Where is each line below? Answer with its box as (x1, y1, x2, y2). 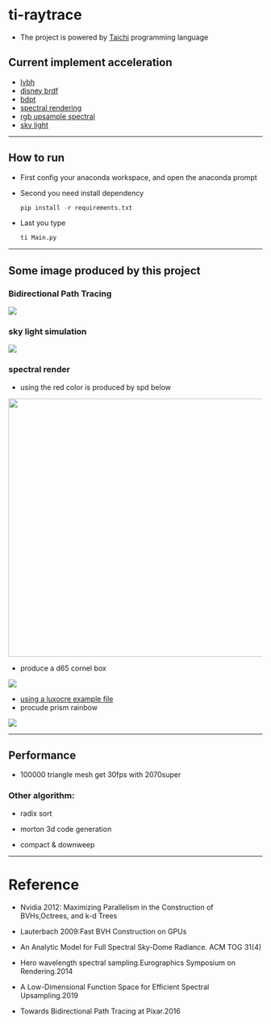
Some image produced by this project (8, 264, 201, 278)
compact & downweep (19, 839, 95, 849)
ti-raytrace (8, 6, 82, 24)
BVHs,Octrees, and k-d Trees (19, 910, 118, 921)
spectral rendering (19, 102, 82, 112)
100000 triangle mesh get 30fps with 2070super (19, 770, 181, 779)
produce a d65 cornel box (19, 663, 106, 673)
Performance (8, 748, 77, 762)
